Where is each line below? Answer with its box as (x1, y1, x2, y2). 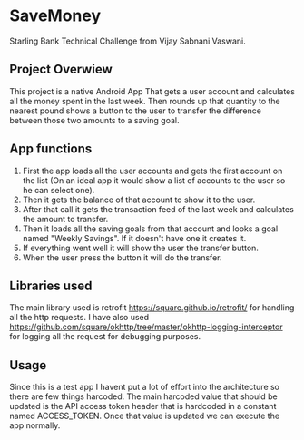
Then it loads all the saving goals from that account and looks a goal (22, 223, 279, 234)
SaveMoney (9, 5, 102, 26)
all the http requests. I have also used (9, 312, 150, 323)
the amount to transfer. (22, 213, 109, 224)
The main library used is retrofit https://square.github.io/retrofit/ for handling (9, 302, 295, 313)
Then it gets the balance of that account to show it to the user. (22, 194, 256, 205)
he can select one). (22, 184, 95, 195)
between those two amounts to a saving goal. (9, 114, 180, 125)
